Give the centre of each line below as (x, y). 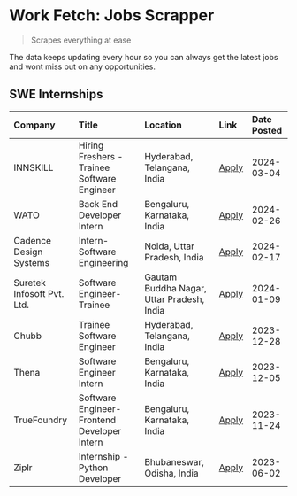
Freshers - (101, 156)
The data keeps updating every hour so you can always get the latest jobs (144, 57)
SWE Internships (56, 94)
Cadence (32, 240)
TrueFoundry (41, 420)
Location (164, 125)
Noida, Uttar (169, 246)
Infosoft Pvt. (39, 293)
